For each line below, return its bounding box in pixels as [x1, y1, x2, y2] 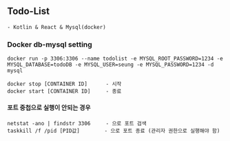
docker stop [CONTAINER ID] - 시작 [7, 80, 122, 88]
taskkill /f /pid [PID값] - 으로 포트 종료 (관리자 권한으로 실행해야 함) [7, 127, 220, 135]
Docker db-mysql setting [7, 39, 93, 49]
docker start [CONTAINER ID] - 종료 [7, 88, 122, 95]
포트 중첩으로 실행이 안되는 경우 [7, 103, 91, 111]
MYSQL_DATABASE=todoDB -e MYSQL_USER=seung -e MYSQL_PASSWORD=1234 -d [7, 61, 214, 68]
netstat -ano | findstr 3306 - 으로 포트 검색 [7, 120, 147, 127]
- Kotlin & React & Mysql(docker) [7, 23, 107, 30]
